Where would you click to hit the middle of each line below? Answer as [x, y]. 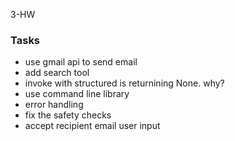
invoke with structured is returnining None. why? [124, 83]
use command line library [77, 94]
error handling [54, 105]
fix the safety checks [68, 115]
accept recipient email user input [92, 126]
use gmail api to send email [81, 62]
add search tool [57, 73]
